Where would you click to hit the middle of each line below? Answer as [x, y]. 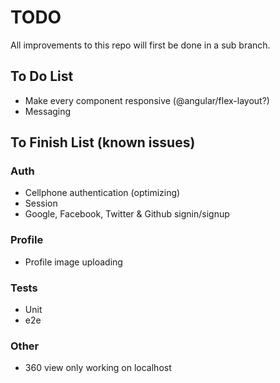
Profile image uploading [73, 262]
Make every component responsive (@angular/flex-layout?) [147, 100]
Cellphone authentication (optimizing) [102, 193]
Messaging [48, 111]
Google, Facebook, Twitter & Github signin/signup [127, 214]
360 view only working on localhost [98, 368]
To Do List [42, 76]
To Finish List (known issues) [103, 142]
